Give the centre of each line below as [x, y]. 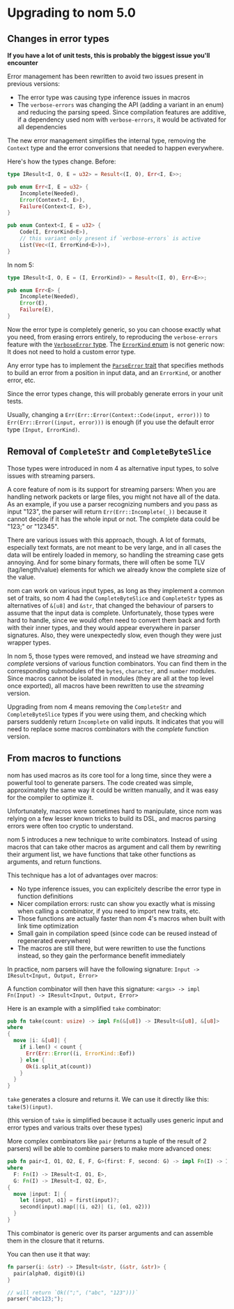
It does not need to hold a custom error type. [71, 351]
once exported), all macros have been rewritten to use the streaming [106, 685]
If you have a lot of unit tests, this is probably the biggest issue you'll [109, 55]
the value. [22, 577]
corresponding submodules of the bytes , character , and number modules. [112, 671]
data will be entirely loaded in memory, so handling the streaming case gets [116, 555]
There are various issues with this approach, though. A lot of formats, [107, 540]
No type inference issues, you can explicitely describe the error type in [119, 888]
